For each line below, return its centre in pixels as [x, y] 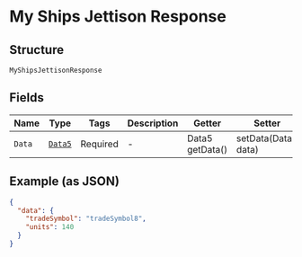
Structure [37, 50]
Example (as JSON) [64, 182]
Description [153, 123]
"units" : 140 [50, 227]
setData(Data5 [267, 138]
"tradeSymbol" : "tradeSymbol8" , [86, 219]
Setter [267, 123]
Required [99, 144]
